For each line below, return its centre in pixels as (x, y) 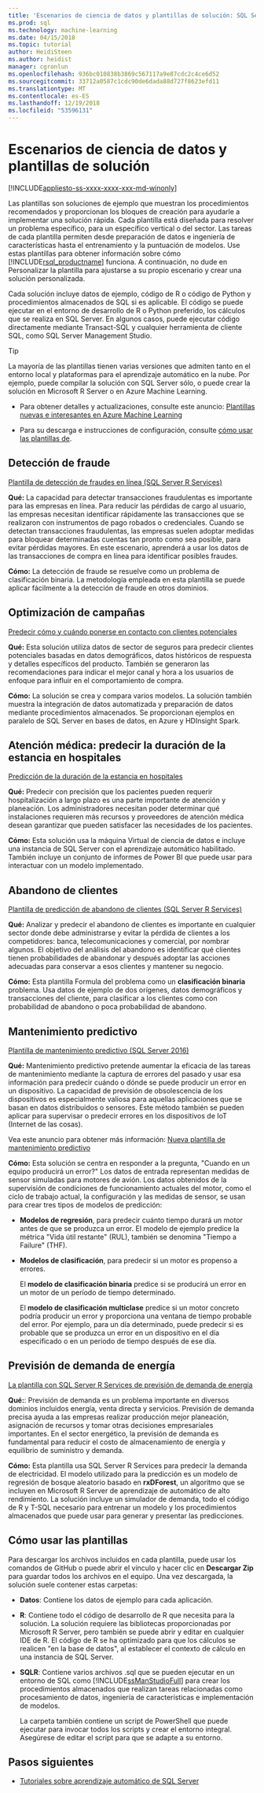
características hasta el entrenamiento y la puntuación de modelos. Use (124, 245)
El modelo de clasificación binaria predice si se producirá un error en (133, 1284)
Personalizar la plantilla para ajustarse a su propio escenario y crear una (125, 270)
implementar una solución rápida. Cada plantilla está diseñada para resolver (131, 220)
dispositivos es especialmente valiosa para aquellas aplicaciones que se (125, 1099)
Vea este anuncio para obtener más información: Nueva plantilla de (117, 1139)
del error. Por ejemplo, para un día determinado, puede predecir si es (131, 1324)
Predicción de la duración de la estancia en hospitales (95, 777)
